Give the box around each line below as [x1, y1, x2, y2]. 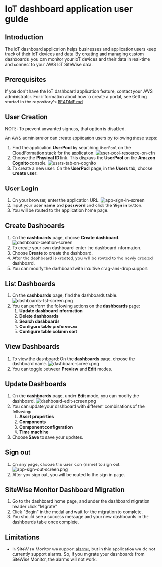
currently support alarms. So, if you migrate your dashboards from [12, 551, 145, 557]
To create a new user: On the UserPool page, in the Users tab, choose [12, 165, 153, 171]
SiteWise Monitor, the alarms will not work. [12, 556, 97, 562]
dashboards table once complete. [12, 519, 79, 525]
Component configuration [19, 424, 73, 430]
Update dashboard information [19, 308, 83, 314]
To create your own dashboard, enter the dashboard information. [12, 245, 142, 251]
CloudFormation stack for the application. [12, 150, 95, 155]
